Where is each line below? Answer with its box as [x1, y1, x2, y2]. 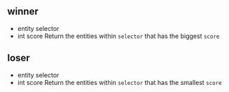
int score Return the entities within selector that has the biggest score [17, 32, 220, 40]
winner [7, 6, 39, 18]
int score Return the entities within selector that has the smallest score [17, 78, 222, 86]
